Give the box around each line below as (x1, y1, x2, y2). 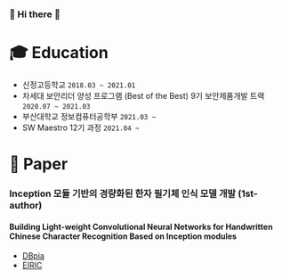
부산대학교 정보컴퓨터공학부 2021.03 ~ (21, 111, 157, 121)
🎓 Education (9, 43, 109, 63)
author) (9, 199, 43, 211)
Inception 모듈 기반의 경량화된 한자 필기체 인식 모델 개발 (9, 187, 237, 200)
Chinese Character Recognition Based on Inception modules (9, 231, 238, 242)
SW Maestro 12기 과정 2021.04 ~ (21, 122, 140, 133)
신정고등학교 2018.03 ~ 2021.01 (21, 79, 136, 90)
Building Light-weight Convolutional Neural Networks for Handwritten (9, 221, 273, 232)
